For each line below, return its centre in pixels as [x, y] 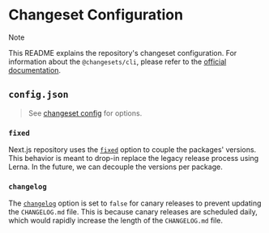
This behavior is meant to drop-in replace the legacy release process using [134, 159]
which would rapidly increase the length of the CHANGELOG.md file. [116, 221]
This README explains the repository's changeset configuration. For [123, 53]
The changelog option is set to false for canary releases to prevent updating [135, 203]
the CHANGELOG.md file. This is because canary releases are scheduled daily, [133, 212]
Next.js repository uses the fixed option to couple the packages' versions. [132, 150]
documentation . [35, 70]
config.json [38, 95]
